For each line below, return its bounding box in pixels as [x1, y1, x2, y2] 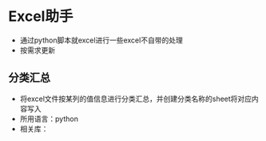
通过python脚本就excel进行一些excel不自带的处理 [19, 35, 184, 45]
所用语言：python [19, 114, 78, 123]
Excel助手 [8, 7, 73, 26]
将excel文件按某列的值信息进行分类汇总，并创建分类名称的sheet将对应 [19, 94, 252, 103]
